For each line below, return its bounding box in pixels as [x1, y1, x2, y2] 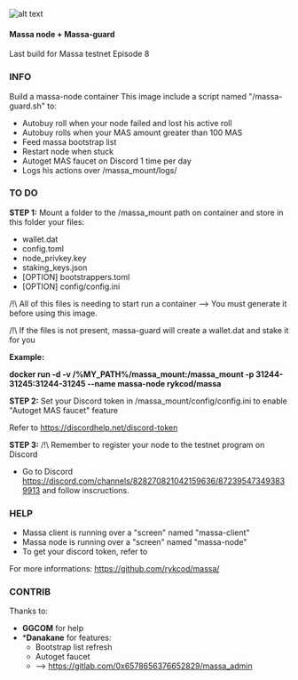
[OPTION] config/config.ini [21, 281, 121, 292]
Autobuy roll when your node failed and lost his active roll [21, 117, 232, 128]
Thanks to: [9, 605, 49, 617]
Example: [9, 351, 45, 362]
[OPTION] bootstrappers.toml [21, 271, 130, 282]
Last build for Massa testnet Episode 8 [9, 49, 150, 60]
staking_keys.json [21, 262, 88, 273]
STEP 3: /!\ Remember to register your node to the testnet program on [9, 439, 265, 450]
